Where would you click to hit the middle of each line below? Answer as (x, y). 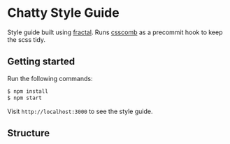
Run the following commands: (50, 78)
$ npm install (28, 91)
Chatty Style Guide (64, 13)
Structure (29, 133)
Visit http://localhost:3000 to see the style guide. (80, 111)
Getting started (41, 62)
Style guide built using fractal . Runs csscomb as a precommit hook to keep (115, 32)
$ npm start (24, 98)
